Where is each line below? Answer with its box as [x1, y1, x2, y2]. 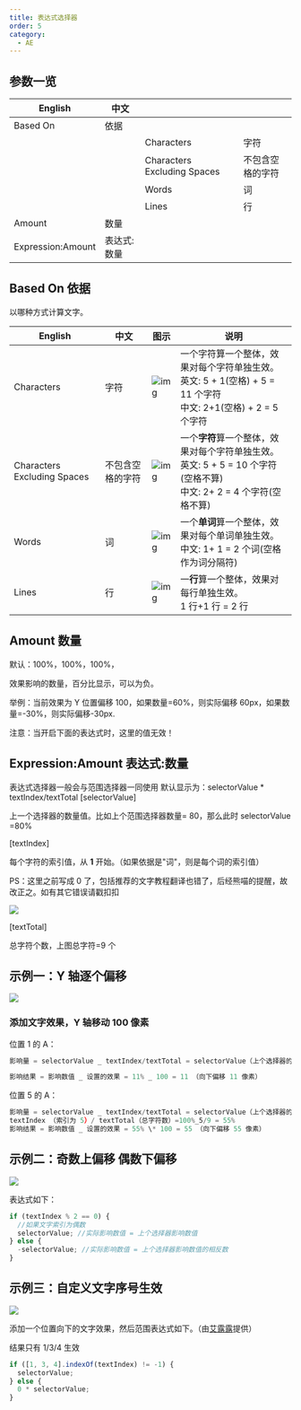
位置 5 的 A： [9, 1090, 58, 1100]
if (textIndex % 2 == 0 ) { [9, 1212, 110, 1221]
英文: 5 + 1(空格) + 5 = [180, 374, 276, 387]
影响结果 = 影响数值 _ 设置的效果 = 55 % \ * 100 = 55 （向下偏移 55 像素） [9, 1125, 266, 1134]
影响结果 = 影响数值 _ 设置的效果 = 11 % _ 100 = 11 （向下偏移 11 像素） [9, 1073, 262, 1082]
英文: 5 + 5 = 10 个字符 [180, 459, 278, 471]
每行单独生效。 [180, 586, 244, 599]
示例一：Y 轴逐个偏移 [9, 968, 127, 984]
